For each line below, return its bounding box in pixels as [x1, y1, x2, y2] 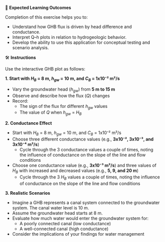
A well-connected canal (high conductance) [19, 226, 109, 232]
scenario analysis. [12, 45, 49, 50]
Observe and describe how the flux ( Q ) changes [12, 93, 110, 99]
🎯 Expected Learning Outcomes [5, 5, 71, 10]
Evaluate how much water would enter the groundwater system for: [12, 215, 149, 221]
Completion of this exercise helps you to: [5, 14, 88, 20]
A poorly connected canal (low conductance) [19, 220, 111, 226]
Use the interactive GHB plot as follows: [5, 66, 85, 71]
